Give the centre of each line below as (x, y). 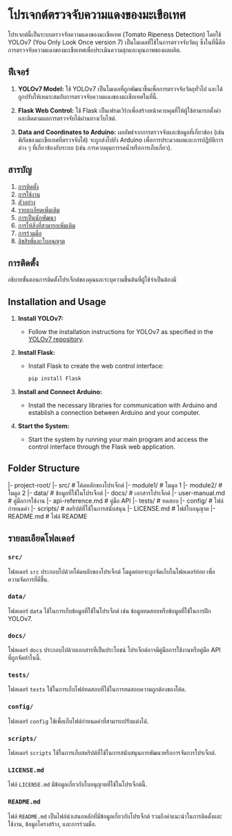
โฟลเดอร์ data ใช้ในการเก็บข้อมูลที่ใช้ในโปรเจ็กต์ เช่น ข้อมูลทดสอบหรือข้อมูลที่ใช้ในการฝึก (109, 611)
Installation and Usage (57, 302)
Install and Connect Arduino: (60, 392)
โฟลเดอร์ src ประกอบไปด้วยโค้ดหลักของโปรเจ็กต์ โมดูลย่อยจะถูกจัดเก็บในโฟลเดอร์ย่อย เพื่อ (112, 571)
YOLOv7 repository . (56, 340)
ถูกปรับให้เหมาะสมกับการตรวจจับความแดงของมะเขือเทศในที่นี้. (88, 96)
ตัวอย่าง (27, 202)
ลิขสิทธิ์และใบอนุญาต (41, 241)
